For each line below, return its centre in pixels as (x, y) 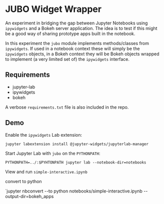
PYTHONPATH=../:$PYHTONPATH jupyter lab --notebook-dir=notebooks (76, 162)
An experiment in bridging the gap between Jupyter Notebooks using (76, 23)
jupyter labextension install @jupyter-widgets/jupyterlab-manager (77, 144)
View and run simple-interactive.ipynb (46, 172)
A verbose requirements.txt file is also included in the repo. (67, 107)
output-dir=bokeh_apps (29, 196)
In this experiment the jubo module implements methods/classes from (77, 43)
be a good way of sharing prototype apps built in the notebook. (70, 33)
